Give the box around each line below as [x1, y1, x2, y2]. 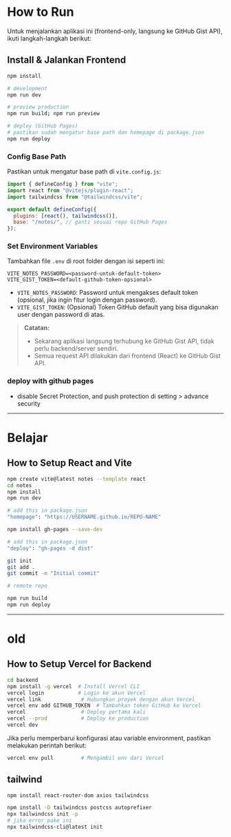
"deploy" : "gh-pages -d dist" [7, 545, 94, 552]
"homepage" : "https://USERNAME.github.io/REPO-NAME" [7, 514, 162, 521]
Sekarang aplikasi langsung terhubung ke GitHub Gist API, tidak [34, 337, 214, 345]
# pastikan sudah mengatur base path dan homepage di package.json [7, 129, 205, 136]
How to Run [7, 4, 74, 20]
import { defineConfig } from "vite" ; [7, 180, 118, 188]
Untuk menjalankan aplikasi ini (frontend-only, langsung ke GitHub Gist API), [7, 27, 223, 35]
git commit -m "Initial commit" [7, 570, 100, 577]
